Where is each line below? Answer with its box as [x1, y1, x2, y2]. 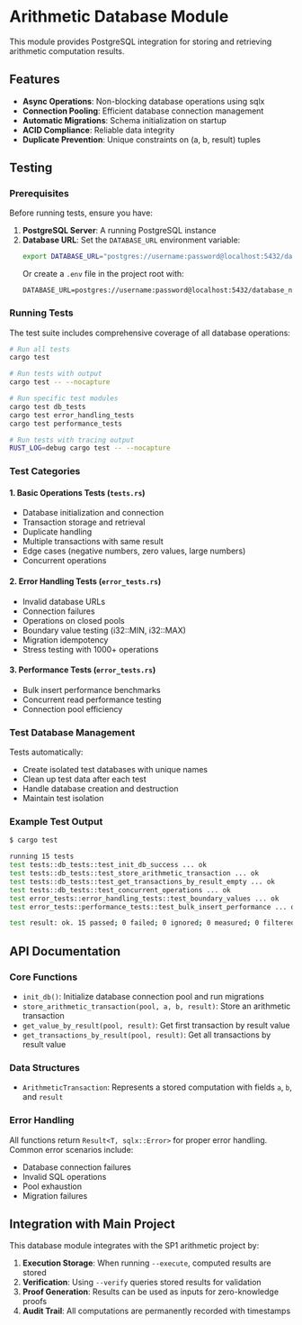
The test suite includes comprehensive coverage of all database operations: [9, 327, 290, 338]
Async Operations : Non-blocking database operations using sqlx [22, 96, 265, 106]
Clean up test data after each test [22, 773, 147, 785]
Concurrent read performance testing [22, 694, 162, 705]
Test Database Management [9, 726, 136, 738]
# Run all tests [9, 344, 70, 353]
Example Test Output [9, 816, 103, 828]
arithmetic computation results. [9, 45, 125, 56]
